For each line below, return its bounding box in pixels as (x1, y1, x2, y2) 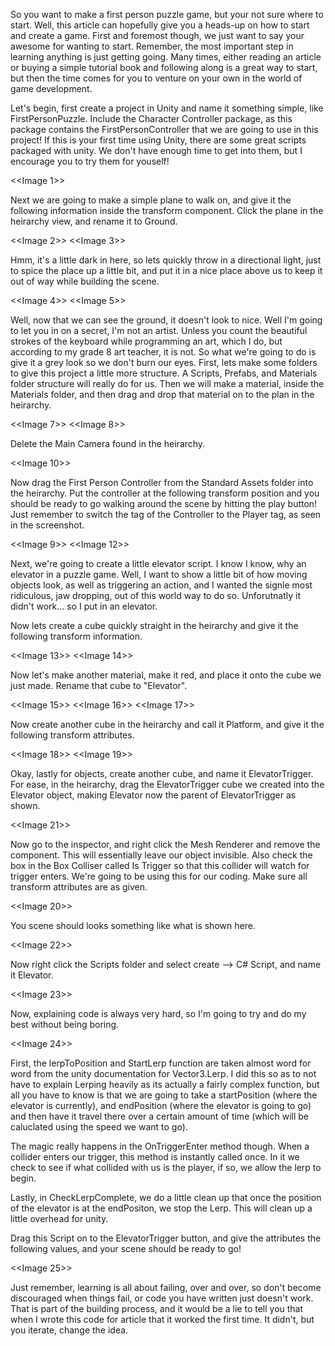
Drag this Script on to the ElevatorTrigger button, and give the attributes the (10, 1232, 322, 1244)
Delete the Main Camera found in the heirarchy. (10, 438, 206, 449)
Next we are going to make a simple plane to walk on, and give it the (10, 194, 292, 206)
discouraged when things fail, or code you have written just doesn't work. (10, 1292, 314, 1304)
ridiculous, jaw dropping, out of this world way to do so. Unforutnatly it (10, 590, 302, 601)
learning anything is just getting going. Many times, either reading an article (10, 51, 322, 63)
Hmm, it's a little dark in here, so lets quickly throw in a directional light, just (10, 254, 322, 266)
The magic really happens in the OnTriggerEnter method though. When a (10, 1140, 310, 1152)
